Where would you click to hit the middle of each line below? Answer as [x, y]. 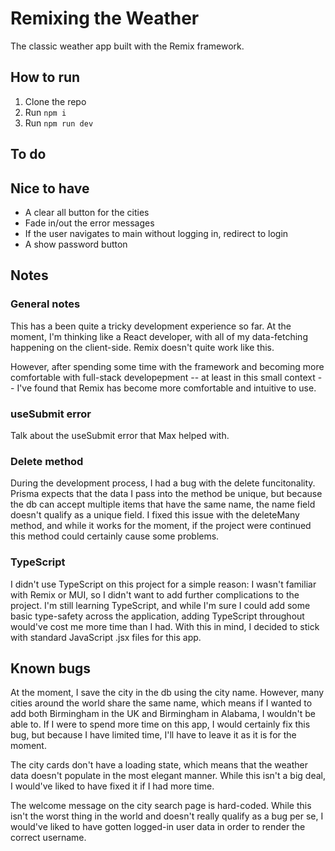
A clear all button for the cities [87, 212]
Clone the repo [55, 101]
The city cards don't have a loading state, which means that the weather [159, 765]
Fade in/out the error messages [89, 223]
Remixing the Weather [105, 18]
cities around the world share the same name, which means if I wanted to [161, 703]
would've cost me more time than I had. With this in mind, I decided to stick [165, 626]
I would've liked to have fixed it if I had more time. [112, 786]
